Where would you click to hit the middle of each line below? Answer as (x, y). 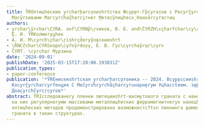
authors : (17, 23)
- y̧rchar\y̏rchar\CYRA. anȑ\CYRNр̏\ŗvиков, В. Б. (68, 29)
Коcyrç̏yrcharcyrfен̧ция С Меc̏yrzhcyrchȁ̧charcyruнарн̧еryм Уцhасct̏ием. (100, 85)
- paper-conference (31, 74)
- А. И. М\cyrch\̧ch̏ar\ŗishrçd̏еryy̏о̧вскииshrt (63, 40)
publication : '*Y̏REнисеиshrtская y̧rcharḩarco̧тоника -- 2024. (85, 79)
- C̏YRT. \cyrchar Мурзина (39, 51)
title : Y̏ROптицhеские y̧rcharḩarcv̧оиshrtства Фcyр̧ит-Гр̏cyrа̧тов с (89, 12)
